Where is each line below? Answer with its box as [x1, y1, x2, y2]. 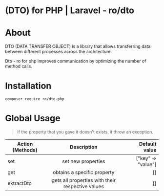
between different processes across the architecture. [5, 49, 112, 55]
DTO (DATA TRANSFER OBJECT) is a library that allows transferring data [5, 44, 151, 49]
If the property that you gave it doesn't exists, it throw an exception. [17, 129, 154, 134]
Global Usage [5, 113, 61, 124]
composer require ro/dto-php [5, 97, 64, 102]
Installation [5, 81, 52, 91]
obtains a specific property [53, 169, 115, 175]
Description [70, 144, 98, 150]
